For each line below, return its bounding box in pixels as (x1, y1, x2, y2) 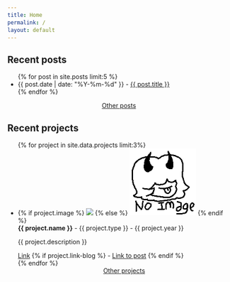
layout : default (7, 26, 55, 33)
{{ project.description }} (17, 238, 87, 246)
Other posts (101, 102, 137, 110)
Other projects (103, 266, 146, 275)
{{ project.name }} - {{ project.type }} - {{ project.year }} (17, 224, 184, 232)
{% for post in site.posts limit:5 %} (17, 72, 118, 81)
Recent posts (7, 53, 67, 65)
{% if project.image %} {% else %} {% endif (17, 209, 224, 217)
